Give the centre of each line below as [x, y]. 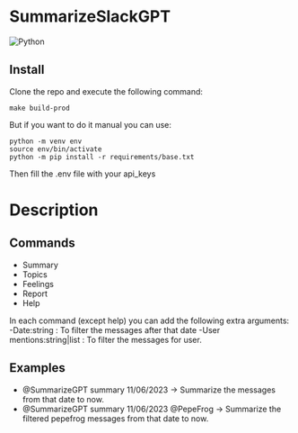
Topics [35, 274]
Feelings [38, 284]
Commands [43, 244]
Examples [37, 368]
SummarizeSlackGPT [90, 17]
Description [54, 210]
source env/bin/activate [56, 149]
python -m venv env [46, 141]
